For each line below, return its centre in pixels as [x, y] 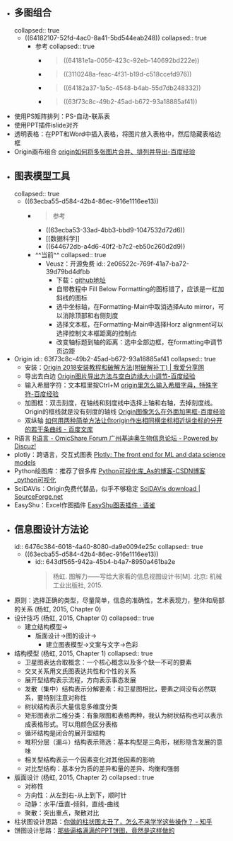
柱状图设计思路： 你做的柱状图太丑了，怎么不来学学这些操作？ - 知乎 [113, 822]
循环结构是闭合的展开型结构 [65, 733]
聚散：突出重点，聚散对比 [62, 813]
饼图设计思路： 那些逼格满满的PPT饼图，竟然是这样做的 [94, 830]
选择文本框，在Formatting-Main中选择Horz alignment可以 [140, 324]
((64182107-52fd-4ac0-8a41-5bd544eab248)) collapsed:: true [115, 38]
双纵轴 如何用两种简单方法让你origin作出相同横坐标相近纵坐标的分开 [123, 420]
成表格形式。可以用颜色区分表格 [71, 724]
